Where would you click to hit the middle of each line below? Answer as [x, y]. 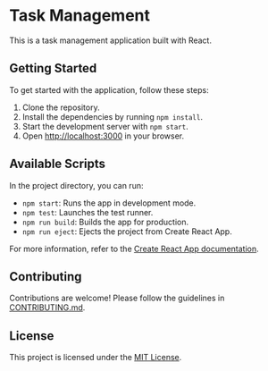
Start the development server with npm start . [105, 126]
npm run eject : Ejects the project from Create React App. [127, 231]
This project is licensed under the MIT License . [96, 358]
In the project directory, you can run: [76, 185]
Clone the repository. [61, 107]
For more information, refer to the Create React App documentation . [134, 249]
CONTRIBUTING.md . [47, 308]
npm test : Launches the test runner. [88, 212]
